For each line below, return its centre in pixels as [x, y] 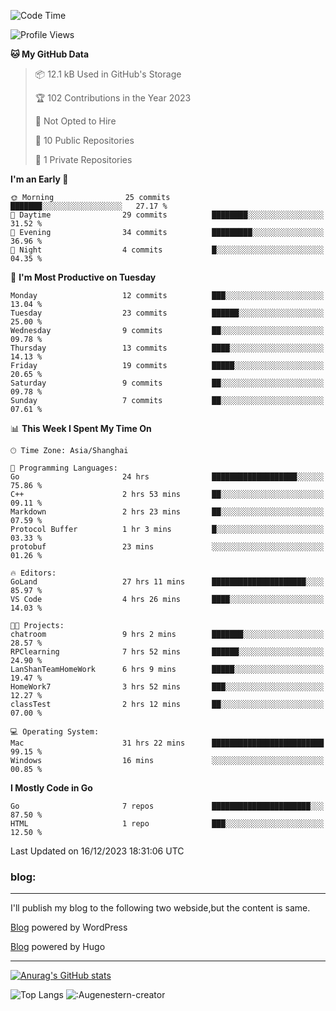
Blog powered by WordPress [69, 927]
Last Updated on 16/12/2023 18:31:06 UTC [97, 851]
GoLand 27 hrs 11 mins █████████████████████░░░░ [167, 582]
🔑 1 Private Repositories [83, 159]
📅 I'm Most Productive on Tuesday [83, 277]
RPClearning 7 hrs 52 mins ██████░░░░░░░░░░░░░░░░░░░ [167, 652]
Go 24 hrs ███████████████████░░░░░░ [167, 477]
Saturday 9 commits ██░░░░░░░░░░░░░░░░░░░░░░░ [167, 383]
